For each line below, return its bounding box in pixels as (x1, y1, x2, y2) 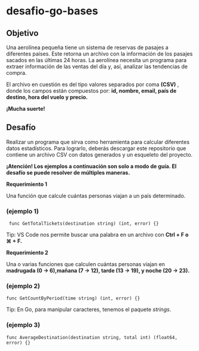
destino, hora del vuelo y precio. (6, 94, 88, 100)
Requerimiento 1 (6, 181, 48, 188)
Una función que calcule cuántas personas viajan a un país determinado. (6, 192, 186, 199)
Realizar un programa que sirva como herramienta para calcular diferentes (6, 138, 190, 145)
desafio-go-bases (6, 4, 99, 18)
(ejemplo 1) (6, 207, 39, 215)
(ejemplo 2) (6, 282, 41, 291)
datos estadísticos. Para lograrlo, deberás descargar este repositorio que (6, 145, 186, 152)
